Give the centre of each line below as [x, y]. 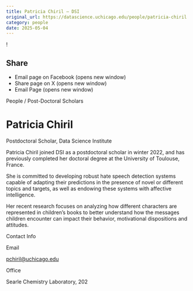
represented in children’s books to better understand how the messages [93, 212]
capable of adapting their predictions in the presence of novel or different [94, 182]
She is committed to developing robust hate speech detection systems [91, 176]
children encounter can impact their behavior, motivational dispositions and [97, 219]
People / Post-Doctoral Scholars [45, 101]
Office [14, 270]
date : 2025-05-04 [27, 28]
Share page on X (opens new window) [61, 83]
